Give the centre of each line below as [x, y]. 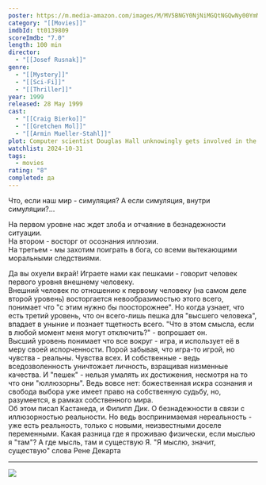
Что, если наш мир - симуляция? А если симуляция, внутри [109, 200]
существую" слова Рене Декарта [65, 450]
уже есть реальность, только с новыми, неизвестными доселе [115, 425]
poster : [21, 15]
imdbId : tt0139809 [38, 30]
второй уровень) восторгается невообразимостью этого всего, [116, 298]
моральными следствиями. [55, 258]
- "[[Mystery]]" [42, 75]
